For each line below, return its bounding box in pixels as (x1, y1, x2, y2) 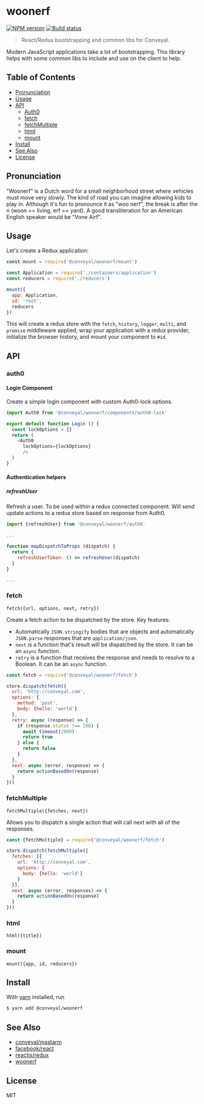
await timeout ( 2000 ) (22, 728, 75, 735)
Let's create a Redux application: (6, 247, 89, 254)
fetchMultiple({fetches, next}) (6, 807, 88, 814)
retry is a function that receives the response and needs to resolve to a (15, 654, 195, 661)
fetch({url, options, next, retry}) (6, 605, 99, 612)
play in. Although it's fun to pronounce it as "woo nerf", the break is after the (6, 200, 198, 207)
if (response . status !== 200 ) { (17, 723, 99, 729)
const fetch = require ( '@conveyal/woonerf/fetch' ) (6, 672, 138, 678)
